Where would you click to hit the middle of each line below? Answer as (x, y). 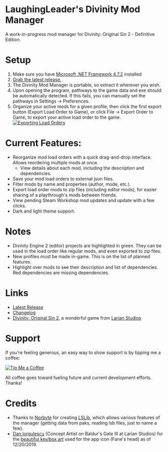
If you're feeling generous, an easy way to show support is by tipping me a (83, 352)
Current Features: (44, 143)
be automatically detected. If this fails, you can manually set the (79, 95)
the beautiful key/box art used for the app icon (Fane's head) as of (82, 439)
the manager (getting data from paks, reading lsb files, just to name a (85, 423)
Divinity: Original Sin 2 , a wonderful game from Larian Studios (77, 318)
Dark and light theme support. (44, 211)
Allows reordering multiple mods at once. (55, 162)
